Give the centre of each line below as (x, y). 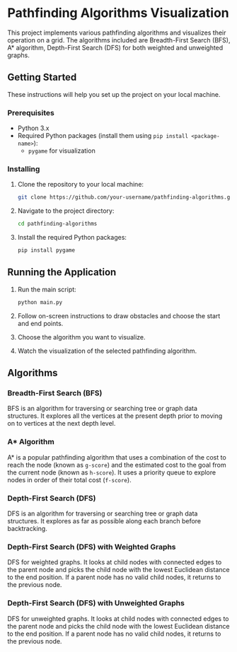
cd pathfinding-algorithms (57, 224)
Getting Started (42, 77)
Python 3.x (33, 128)
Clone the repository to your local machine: (80, 185)
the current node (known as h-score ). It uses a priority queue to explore (112, 472)
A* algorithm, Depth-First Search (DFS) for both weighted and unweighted (115, 47)
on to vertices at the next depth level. (62, 424)
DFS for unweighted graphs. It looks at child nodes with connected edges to (118, 618)
